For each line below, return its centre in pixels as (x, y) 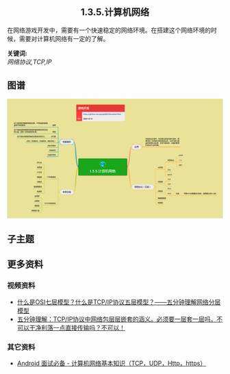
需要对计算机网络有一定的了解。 (64, 38)
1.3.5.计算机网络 (115, 12)
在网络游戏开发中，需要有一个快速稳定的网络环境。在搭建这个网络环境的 (109, 30)
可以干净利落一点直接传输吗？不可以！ (71, 327)
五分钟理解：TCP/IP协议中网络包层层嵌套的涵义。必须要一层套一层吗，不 (120, 319)
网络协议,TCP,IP (29, 62)
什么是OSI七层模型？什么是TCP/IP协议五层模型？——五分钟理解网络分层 (119, 302)
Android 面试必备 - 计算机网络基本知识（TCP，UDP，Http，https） (112, 363)
